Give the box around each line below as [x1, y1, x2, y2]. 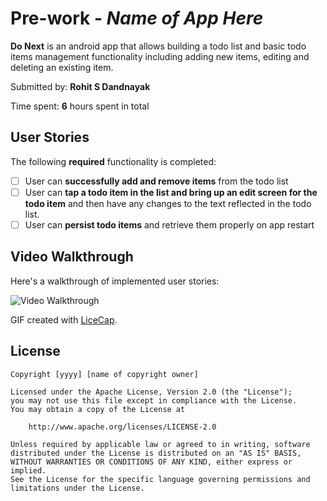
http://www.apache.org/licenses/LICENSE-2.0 [28, 422, 217, 432]
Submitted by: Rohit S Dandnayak [10, 80, 151, 92]
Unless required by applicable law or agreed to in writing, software [10, 439, 311, 449]
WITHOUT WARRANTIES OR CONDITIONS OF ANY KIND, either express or [10, 457, 293, 467]
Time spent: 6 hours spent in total [10, 100, 150, 112]
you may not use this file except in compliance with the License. [10, 395, 298, 406]
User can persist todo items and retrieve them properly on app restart [24, 218, 315, 231]
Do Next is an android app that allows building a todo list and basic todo [10, 40, 307, 52]
